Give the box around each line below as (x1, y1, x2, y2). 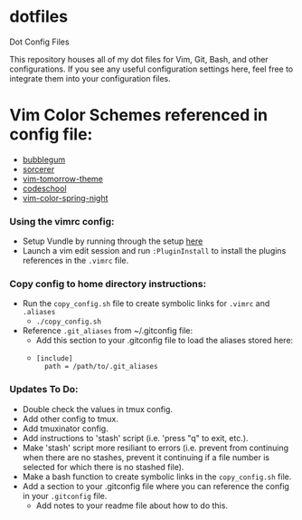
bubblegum (22, 154, 66, 165)
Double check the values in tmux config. (22, 403, 174, 414)
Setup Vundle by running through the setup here (22, 236, 203, 246)
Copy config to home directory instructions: (9, 278, 206, 291)
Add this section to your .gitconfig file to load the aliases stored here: (35, 335, 294, 346)
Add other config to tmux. (22, 413, 119, 424)
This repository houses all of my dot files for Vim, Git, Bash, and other (9, 53, 269, 64)
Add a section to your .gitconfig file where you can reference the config (22, 480, 289, 491)
